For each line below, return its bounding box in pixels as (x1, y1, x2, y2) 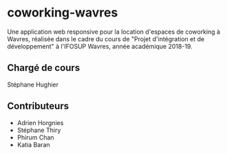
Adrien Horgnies (17, 118, 64, 126)
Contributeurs (7, 100, 69, 112)
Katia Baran (17, 140, 50, 148)
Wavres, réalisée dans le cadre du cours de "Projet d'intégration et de (7, 34, 205, 43)
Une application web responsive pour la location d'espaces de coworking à (7, 27, 221, 36)
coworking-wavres (7, 5, 118, 21)
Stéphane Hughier (7, 80, 59, 89)
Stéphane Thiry (17, 126, 61, 134)
